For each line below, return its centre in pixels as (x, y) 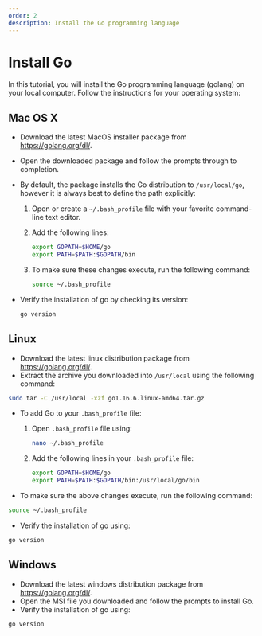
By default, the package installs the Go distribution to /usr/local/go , (132, 185)
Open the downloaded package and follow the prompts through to (128, 161)
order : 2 (23, 16)
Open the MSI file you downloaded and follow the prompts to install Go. (137, 601)
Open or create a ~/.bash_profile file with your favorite (123, 209)
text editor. (63, 217)
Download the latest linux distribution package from (104, 358)
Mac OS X (33, 117)
